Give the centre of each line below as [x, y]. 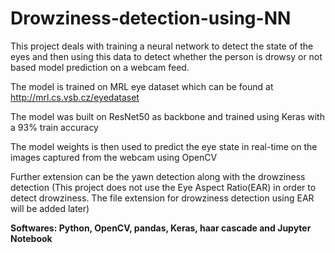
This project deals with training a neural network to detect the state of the [162, 46]
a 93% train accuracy [54, 127]
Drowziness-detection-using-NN [151, 18]
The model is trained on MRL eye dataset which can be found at [142, 86]
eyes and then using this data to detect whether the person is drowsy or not [166, 56]
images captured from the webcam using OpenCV [114, 157]
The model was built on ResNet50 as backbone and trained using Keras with [167, 116]
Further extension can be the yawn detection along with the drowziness [158, 176]
